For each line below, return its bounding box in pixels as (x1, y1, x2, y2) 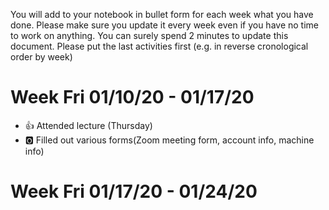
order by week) (10, 51, 73, 63)
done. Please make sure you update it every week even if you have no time (10, 19, 319, 31)
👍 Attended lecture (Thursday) (24, 119, 153, 131)
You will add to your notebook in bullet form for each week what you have (10, 9, 314, 20)
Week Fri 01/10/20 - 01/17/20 (10, 86, 255, 109)
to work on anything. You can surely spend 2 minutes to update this (10, 30, 289, 41)
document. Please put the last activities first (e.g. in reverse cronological (10, 40, 309, 52)
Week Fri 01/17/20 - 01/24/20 (10, 180, 258, 203)
